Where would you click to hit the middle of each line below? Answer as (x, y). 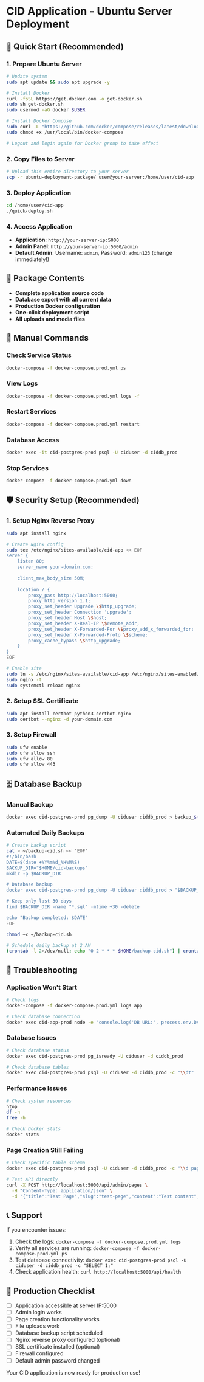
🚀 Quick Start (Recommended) (65, 47)
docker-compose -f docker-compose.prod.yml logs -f (73, 396)
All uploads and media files (50, 319)
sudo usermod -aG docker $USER (46, 110)
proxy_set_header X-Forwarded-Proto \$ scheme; (88, 635)
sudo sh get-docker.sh (35, 105)
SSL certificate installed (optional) (57, 1347)
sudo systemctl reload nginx (43, 686)
